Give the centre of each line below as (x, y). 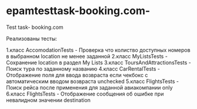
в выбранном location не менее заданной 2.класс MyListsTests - (87, 56)
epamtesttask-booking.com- (78, 11)
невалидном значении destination (49, 100)
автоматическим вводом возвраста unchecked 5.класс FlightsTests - (93, 81)
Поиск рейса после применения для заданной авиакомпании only (89, 87)
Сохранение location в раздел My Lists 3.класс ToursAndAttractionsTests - (98, 62)
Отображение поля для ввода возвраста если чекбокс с (77, 75)
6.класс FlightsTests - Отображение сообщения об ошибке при (85, 94)
